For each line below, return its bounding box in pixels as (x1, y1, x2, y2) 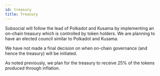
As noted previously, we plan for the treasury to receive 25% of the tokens (5, 60, 155, 66)
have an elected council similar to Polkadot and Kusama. (5, 35, 119, 42)
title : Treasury (5, 12, 38, 17)
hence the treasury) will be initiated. (5, 50, 77, 56)
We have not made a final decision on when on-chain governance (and (5, 45, 147, 51)
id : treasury (5, 7, 32, 12)
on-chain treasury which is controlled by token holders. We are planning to (5, 30, 155, 36)
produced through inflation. (5, 65, 60, 71)
